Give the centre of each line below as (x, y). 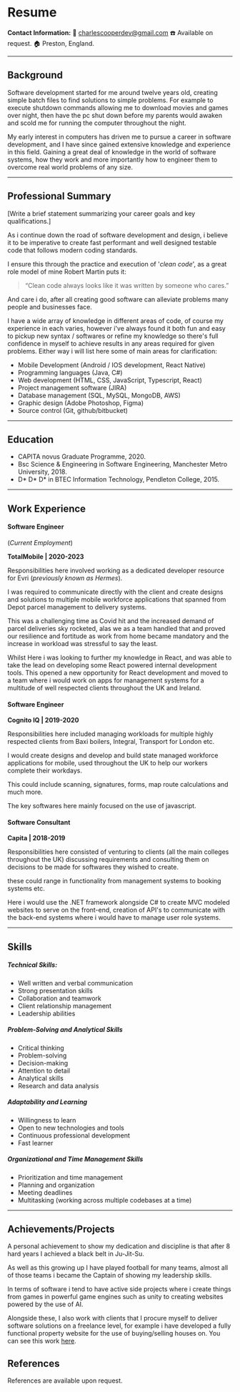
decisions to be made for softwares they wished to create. (93, 867)
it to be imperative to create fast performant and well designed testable (112, 242)
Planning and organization (56, 1185)
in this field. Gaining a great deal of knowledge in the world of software (112, 151)
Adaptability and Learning (47, 1102)
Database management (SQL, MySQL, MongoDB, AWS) (99, 395)
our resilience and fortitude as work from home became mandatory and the (118, 636)
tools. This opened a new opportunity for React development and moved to (118, 672)
